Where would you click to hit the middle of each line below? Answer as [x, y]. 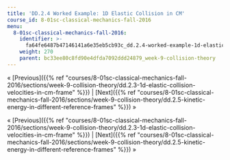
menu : [15, 26]
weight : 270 [36, 52]
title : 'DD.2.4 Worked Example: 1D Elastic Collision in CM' [96, 13]
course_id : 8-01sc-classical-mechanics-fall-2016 [79, 20]
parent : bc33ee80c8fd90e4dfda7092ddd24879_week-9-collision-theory [117, 58]
